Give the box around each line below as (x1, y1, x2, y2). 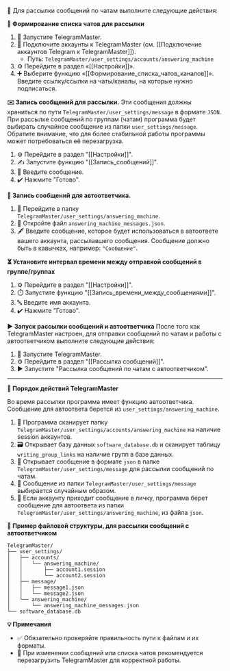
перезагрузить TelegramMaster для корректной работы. (16, 656, 181, 664)
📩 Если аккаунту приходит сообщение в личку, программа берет (16, 494, 208, 502)
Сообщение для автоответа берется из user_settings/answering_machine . (7, 405, 220, 413)
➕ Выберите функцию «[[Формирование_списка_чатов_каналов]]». (16, 69, 214, 77)
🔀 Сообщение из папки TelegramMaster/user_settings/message (16, 479, 196, 488)
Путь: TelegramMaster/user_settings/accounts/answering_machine (27, 55, 214, 63)
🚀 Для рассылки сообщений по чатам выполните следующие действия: (7, 7, 218, 14)
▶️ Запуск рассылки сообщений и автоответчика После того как (7, 322, 201, 330)
